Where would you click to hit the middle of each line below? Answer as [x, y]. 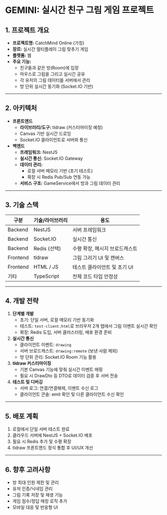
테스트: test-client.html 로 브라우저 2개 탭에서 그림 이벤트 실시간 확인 [88, 326]
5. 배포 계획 [22, 416]
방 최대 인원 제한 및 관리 [36, 483]
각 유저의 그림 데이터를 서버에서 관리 [55, 80]
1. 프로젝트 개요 [27, 30]
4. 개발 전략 [22, 301]
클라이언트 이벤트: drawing [45, 345]
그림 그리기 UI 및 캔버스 [98, 258]
